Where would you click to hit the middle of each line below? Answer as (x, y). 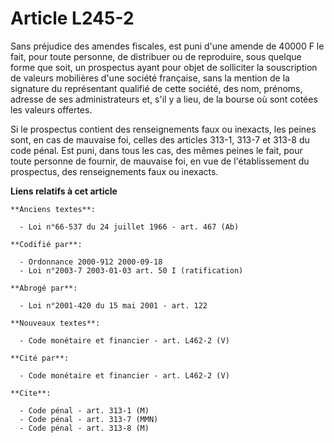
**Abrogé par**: (44, 288)
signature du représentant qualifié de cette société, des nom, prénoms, (156, 88)
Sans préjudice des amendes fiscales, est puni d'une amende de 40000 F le (167, 46)
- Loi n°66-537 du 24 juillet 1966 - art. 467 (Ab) (129, 227)
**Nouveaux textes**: (55, 323)
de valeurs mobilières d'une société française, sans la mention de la (150, 78)
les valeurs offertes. (51, 109)
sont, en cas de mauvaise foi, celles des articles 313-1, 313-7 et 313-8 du (160, 139)
